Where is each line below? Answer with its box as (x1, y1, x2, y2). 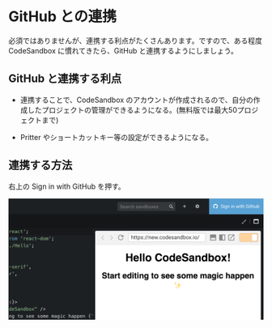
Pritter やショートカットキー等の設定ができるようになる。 (19, 132, 213, 142)
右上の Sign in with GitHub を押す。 (8, 181, 125, 191)
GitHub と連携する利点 (8, 72, 122, 86)
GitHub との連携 (8, 7, 117, 26)
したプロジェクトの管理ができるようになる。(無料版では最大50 (27, 104, 237, 114)
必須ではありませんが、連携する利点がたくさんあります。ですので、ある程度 (8, 36, 263, 45)
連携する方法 (8, 159, 73, 173)
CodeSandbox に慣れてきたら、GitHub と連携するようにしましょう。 (8, 45, 239, 55)
